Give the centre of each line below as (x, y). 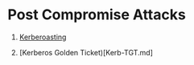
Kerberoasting (43, 37)
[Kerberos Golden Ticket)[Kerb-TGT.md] (86, 52)
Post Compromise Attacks (97, 15)
